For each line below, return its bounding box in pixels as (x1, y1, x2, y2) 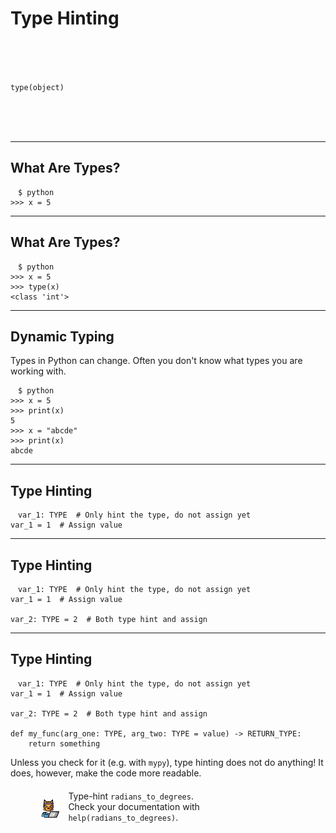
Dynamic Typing (10, 328, 115, 345)
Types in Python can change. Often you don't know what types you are (10, 355, 303, 367)
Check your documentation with (68, 801, 200, 813)
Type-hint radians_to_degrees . (68, 790, 194, 802)
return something (28, 738, 101, 749)
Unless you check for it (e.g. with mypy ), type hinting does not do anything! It (10, 756, 324, 768)
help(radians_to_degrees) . (68, 812, 179, 824)
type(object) (10, 82, 65, 92)
